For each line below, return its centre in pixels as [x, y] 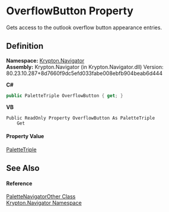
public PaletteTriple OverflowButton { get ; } [65, 96]
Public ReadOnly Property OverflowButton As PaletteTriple [81, 118]
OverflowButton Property [70, 11]
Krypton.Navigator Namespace [44, 203]
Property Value [25, 136]
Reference [19, 183]
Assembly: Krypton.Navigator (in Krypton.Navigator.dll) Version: [85, 67]
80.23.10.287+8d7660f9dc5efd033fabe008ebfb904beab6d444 [84, 73]
